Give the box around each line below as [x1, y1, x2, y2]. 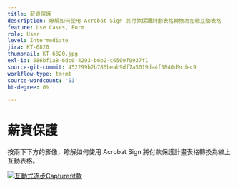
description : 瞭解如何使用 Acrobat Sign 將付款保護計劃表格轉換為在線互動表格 [7, 17, 222, 24]
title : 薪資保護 [7, 10, 51, 18]
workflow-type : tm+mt [7, 70, 72, 77]
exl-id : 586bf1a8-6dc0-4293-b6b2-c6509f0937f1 [7, 57, 149, 64]
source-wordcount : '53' [7, 76, 79, 84]
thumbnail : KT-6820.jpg [7, 51, 79, 58]
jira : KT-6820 [7, 44, 50, 51]
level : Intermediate [7, 37, 69, 44]
